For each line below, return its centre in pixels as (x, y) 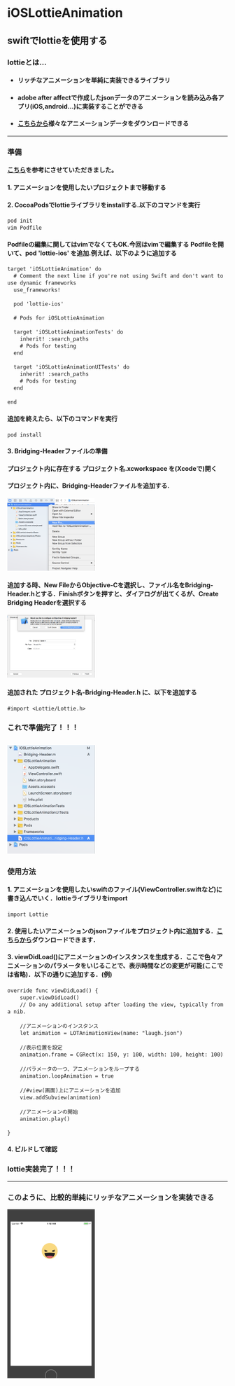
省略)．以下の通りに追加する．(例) (63, 975)
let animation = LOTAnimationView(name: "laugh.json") (101, 1033)
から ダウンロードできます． (59, 940)
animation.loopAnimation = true (67, 1076)
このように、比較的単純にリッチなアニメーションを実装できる (111, 1198)
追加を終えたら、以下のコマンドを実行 (62, 419)
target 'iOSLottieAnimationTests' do (69, 332)
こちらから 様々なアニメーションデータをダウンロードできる (103, 123)
